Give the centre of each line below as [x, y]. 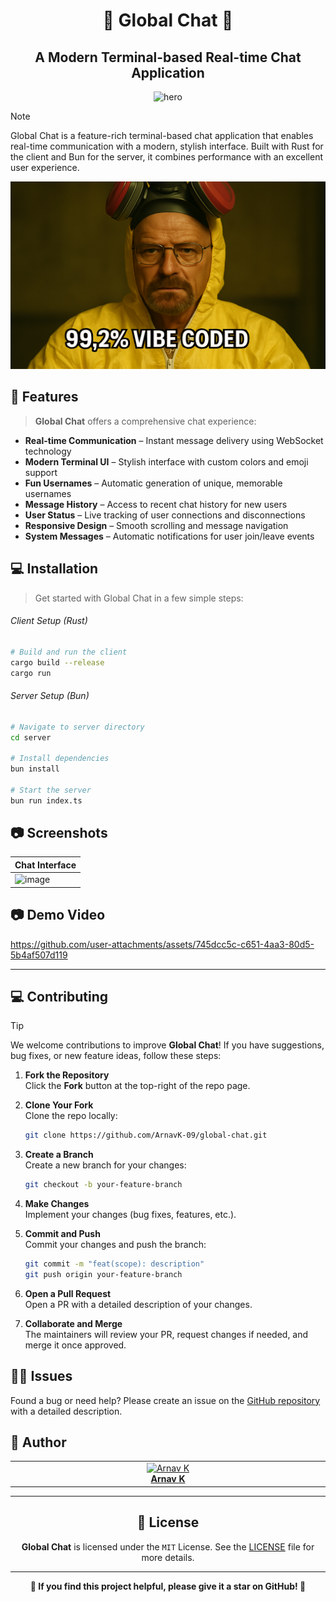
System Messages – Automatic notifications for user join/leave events [169, 536]
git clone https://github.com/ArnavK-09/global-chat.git [146, 1135]
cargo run [31, 673]
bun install [35, 769]
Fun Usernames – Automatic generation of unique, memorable [153, 483]
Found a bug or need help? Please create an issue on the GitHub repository [165, 1400]
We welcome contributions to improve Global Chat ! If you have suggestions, [167, 1045]
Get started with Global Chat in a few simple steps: [139, 598]
